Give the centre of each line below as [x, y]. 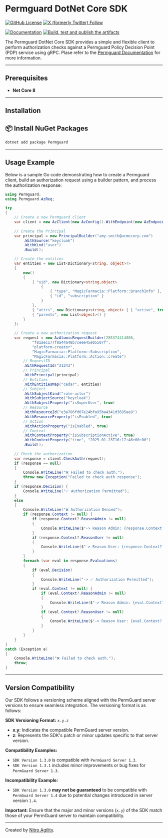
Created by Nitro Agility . [30, 830]
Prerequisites [26, 78]
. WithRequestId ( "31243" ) [49, 366]
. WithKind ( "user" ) [42, 245]
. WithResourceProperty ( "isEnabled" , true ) [68, 417]
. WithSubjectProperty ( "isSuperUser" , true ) [69, 403]
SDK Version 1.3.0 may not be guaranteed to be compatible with [79, 790]
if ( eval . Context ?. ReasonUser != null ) [82, 612]
